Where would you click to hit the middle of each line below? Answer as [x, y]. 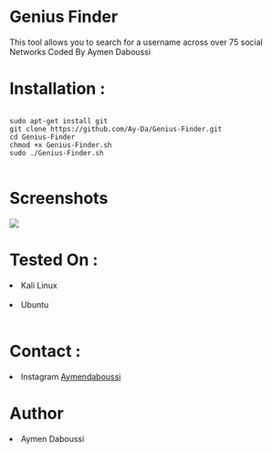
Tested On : [54, 260]
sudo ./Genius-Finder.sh [57, 153]
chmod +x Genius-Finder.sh [61, 145]
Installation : [58, 89]
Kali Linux [39, 285]
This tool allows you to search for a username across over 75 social [136, 42]
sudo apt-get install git [58, 121]
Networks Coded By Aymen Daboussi [80, 51]
